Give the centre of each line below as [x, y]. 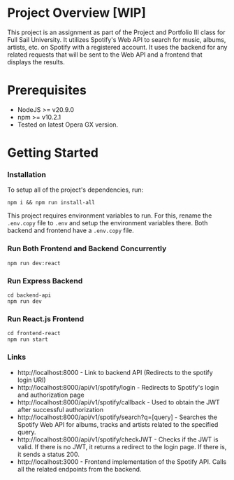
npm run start [28, 340]
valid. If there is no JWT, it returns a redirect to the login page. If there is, [122, 446]
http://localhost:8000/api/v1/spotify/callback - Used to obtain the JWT [118, 402]
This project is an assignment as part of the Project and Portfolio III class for [116, 32]
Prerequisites [47, 91]
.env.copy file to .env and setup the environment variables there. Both [108, 223]
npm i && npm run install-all [51, 203]
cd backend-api [29, 295]
